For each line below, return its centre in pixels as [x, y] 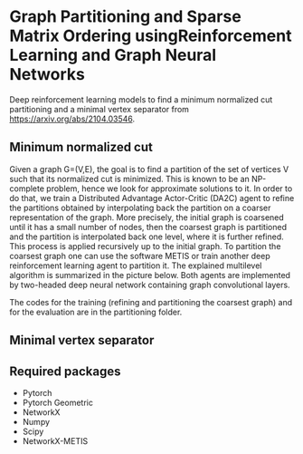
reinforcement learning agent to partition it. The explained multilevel [136, 266]
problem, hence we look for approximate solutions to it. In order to [170, 188]
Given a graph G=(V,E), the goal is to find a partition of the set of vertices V [149, 169]
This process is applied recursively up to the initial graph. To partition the [145, 246]
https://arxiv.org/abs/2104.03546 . [72, 119]
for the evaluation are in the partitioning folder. [96, 312]
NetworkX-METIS [55, 440]
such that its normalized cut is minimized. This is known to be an [130, 179]
